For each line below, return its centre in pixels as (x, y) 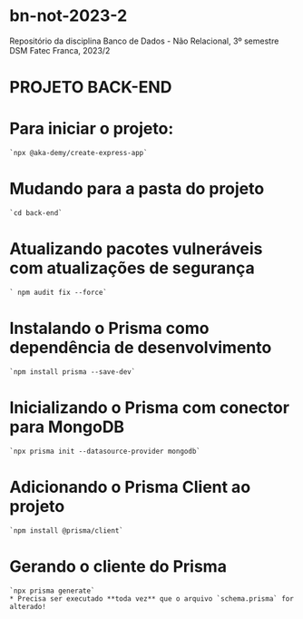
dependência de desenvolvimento (141, 348)
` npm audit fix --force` (58, 292)
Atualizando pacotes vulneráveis (136, 249)
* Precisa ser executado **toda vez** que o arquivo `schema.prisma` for (152, 599)
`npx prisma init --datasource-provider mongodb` (105, 451)
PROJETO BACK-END (91, 88)
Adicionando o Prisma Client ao (130, 487)
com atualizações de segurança (132, 268)
